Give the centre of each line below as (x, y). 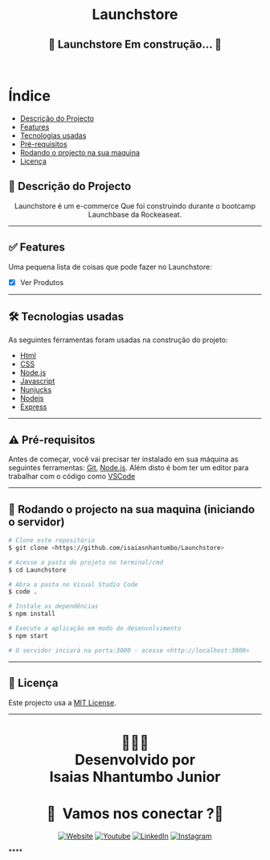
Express (33, 407)
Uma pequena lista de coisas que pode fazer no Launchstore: (110, 267)
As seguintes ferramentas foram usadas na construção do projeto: (118, 340)
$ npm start (28, 636)
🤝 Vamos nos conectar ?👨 (135, 813)
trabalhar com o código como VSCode (72, 477)
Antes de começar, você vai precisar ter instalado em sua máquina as (123, 459)
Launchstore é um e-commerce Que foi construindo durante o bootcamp (135, 205)
